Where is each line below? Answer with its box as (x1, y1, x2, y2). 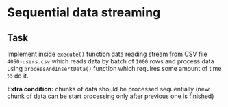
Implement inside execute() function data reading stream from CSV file (7, 50, 207, 58)
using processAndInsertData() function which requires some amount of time (7, 65, 222, 72)
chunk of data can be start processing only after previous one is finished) (7, 92, 214, 100)
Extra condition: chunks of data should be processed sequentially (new (7, 85, 210, 93)
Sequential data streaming (7, 5, 161, 20)
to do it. (7, 72, 29, 80)
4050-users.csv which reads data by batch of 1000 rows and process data (7, 57, 214, 65)
